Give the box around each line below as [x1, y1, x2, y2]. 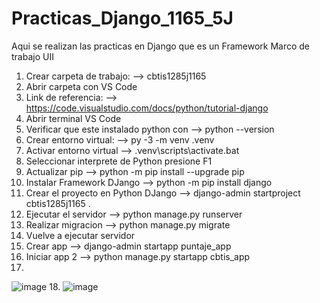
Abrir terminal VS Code [25, 112, 122, 124]
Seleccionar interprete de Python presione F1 [25, 155, 213, 167]
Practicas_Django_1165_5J [11, 7, 234, 30]
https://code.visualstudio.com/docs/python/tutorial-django [25, 102, 269, 114]
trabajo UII [11, 50, 54, 62]
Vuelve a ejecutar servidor [25, 229, 136, 241]
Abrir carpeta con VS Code [25, 80, 138, 92]
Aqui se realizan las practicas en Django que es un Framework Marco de [11, 40, 311, 52]
